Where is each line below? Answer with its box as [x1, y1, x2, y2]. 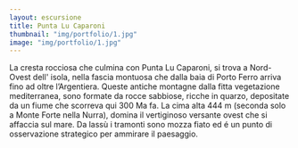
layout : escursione [9, 12, 82, 22]
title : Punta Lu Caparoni [9, 21, 105, 30]
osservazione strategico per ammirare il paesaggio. [9, 128, 199, 139]
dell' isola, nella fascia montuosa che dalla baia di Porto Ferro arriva [32, 72, 282, 83]
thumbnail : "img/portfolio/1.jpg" [9, 29, 138, 38]
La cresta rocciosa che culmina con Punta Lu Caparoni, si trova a [9, 62, 248, 73]
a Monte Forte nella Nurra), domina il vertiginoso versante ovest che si [9, 110, 268, 120]
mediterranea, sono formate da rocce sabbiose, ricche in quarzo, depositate [9, 91, 290, 102]
